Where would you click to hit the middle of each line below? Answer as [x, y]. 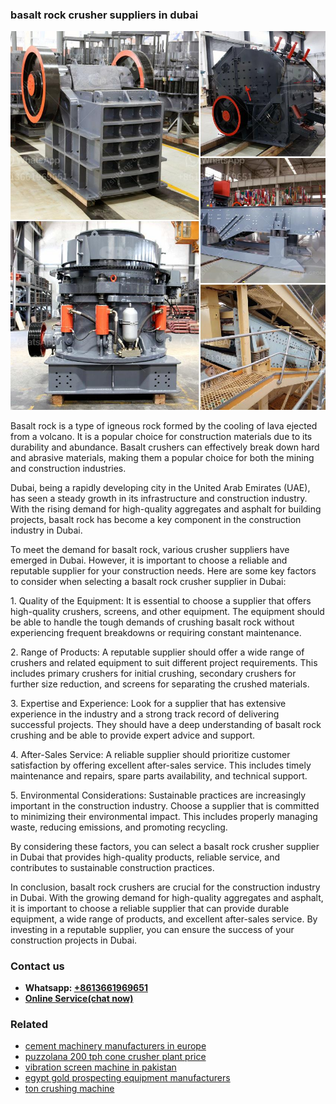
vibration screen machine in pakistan [100, 1067]
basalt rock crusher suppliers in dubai [104, 15]
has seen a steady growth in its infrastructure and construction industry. [159, 498]
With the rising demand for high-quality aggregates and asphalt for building [166, 509]
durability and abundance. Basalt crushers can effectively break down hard [165, 447]
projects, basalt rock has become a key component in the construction [156, 519]
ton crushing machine [69, 1089]
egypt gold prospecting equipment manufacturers [127, 1078]
